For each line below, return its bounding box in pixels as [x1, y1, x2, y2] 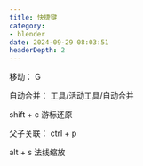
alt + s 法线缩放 [9, 147, 66, 158]
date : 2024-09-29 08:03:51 [9, 37, 109, 47]
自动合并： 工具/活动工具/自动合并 [9, 91, 135, 101]
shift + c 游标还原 [9, 109, 73, 120]
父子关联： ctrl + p [9, 128, 77, 138]
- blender [9, 29, 46, 38]
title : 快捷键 [9, 12, 58, 22]
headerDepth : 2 [9, 46, 66, 55]
